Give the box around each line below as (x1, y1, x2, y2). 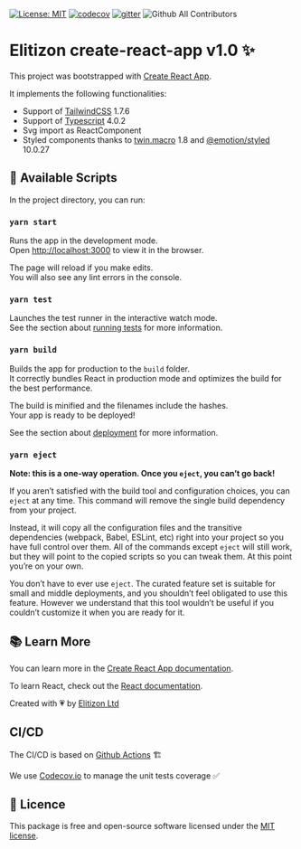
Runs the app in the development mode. (9, 235, 158, 246)
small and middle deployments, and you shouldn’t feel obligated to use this (9, 588, 287, 599)
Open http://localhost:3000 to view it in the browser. (9, 245, 204, 256)
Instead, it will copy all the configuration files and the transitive (9, 522, 242, 533)
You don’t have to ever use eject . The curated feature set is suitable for (9, 578, 276, 589)
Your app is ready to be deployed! (9, 410, 136, 420)
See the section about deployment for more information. (9, 427, 219, 438)
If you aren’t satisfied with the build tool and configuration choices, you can (9, 485, 291, 496)
